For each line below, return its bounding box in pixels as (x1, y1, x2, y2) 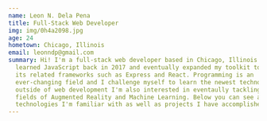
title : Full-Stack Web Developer (8, 19, 119, 27)
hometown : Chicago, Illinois (8, 41, 105, 49)
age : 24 (8, 33, 34, 42)
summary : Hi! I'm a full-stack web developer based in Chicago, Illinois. (8, 57, 261, 64)
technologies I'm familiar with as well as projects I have (15, 100, 219, 108)
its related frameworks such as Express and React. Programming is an (15, 71, 254, 79)
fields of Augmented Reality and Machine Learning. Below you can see (15, 93, 254, 101)
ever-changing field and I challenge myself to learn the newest (15, 78, 237, 86)
